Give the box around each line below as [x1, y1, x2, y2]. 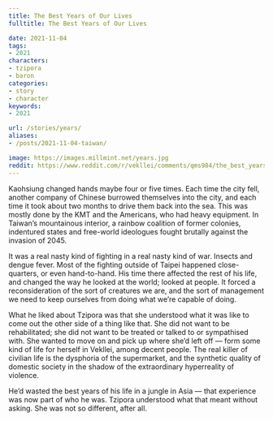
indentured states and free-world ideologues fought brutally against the [8, 226, 249, 236]
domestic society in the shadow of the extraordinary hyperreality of [8, 362, 235, 372]
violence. [8, 370, 39, 380]
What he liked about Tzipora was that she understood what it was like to [8, 310, 249, 320]
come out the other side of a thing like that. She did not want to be [8, 318, 230, 329]
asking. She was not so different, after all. [8, 403, 148, 413]
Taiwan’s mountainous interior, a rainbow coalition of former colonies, [8, 218, 241, 228]
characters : [8, 57, 49, 65]
